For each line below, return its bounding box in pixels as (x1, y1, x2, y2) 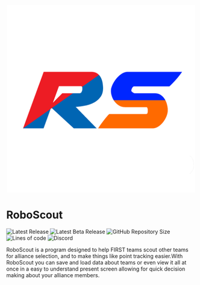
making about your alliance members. (6, 271, 100, 278)
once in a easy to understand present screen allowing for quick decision (6, 265, 186, 272)
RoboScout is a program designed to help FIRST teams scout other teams (6, 246, 189, 253)
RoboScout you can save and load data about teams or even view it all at (6, 259, 187, 266)
